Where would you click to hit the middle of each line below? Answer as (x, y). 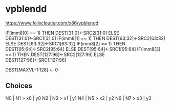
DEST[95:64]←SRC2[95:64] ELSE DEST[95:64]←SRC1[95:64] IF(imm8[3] (83, 49)
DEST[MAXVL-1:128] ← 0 (32, 70)
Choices (19, 86)
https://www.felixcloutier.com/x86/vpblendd (52, 23)
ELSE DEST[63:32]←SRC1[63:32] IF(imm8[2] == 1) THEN (65, 43)
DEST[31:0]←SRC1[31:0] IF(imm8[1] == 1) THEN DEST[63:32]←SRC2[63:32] (85, 38)
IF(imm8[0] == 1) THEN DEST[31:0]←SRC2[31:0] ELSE (62, 33)
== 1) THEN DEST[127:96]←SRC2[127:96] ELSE (55, 55)
